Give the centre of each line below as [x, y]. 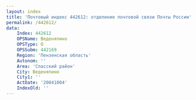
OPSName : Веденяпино [42, 39]
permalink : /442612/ [32, 22]
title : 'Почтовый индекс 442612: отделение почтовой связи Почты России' [99, 17]
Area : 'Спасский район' [46, 66]
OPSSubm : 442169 [37, 50]
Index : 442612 [34, 34]
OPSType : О [30, 45]
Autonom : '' [31, 61]
